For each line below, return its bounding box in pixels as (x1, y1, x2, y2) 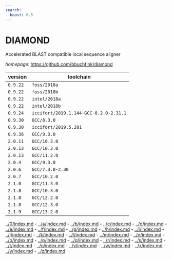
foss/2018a (31, 82, 59, 88)
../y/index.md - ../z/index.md (5, 248, 66, 254)
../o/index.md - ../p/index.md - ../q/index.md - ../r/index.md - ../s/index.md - (5, 237, 166, 244)
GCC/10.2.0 (31, 174, 59, 180)
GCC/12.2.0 (31, 195, 59, 201)
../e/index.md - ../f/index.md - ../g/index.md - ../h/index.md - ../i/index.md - (5, 226, 164, 232)
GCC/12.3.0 (31, 202, 59, 208)
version (8, 73, 27, 81)
